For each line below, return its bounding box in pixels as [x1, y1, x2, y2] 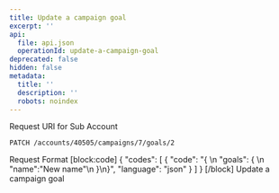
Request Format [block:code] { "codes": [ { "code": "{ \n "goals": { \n [9, 154, 265, 165]
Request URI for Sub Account [9, 121, 119, 132]
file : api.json [17, 38, 75, 48]
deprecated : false [9, 55, 78, 64]
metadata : [9, 72, 47, 81]
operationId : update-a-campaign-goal [17, 47, 159, 56]
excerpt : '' [9, 22, 54, 31]
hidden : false [9, 64, 63, 73]
